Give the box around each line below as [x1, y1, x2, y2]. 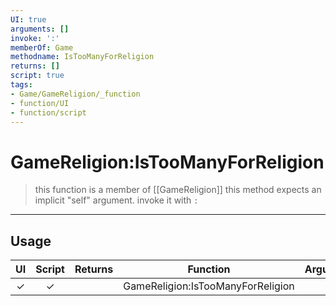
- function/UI [10, 98, 70, 108]
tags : [10, 80, 33, 90]
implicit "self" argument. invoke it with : [34, 194, 199, 206]
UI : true [10, 14, 47, 25]
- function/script [10, 107, 87, 118]
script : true [10, 71, 65, 81]
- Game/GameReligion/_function [10, 89, 141, 99]
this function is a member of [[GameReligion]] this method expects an [34, 184, 322, 196]
